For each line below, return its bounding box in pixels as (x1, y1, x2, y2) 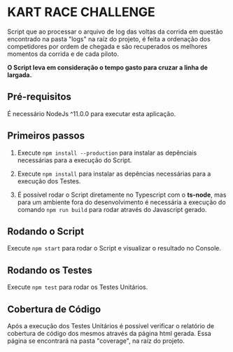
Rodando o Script (7, 225, 85, 237)
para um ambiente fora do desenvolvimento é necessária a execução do (17, 197, 226, 206)
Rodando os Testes (7, 264, 93, 276)
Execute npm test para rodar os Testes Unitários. (7, 283, 148, 291)
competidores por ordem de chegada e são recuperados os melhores (7, 42, 208, 50)
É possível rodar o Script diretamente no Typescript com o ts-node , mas (17, 190, 227, 199)
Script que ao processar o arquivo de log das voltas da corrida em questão (7, 27, 223, 36)
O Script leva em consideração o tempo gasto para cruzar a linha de (7, 63, 209, 71)
